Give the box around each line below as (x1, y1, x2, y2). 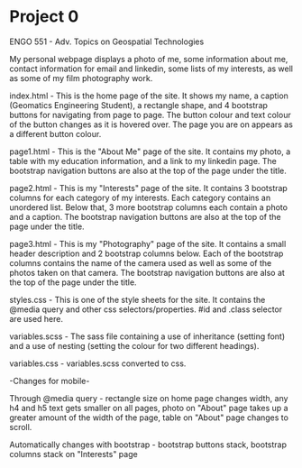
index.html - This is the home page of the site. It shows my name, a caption (9, 90, 288, 101)
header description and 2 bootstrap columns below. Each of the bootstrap (9, 248, 284, 259)
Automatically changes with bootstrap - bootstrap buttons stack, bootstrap (9, 439, 287, 450)
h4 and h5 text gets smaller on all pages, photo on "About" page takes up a (9, 402, 288, 413)
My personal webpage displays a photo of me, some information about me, (9, 53, 288, 64)
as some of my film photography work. (9, 72, 153, 83)
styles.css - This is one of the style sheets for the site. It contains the (9, 294, 266, 305)
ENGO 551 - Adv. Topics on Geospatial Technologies (9, 36, 205, 47)
